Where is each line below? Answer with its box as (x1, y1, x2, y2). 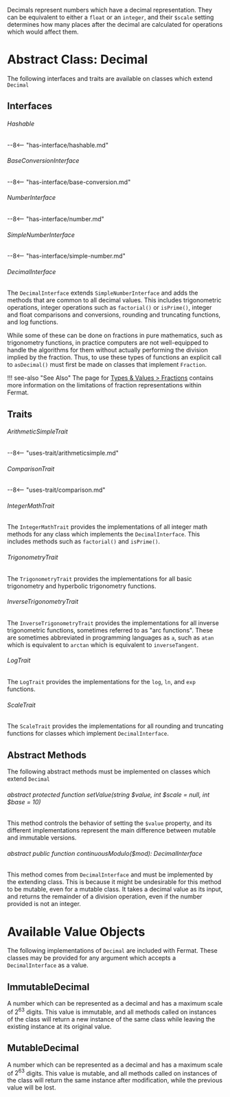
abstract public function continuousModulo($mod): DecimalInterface (7, 849, 203, 857)
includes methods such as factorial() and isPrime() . (7, 537, 160, 545)
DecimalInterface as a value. (7, 961, 89, 969)
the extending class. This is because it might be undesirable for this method (7, 878, 222, 886)
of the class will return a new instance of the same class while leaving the (7, 1015, 216, 1023)
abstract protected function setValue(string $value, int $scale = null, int (7, 790, 210, 799)
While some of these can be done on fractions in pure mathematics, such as (7, 331, 223, 339)
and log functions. (7, 318, 58, 326)
